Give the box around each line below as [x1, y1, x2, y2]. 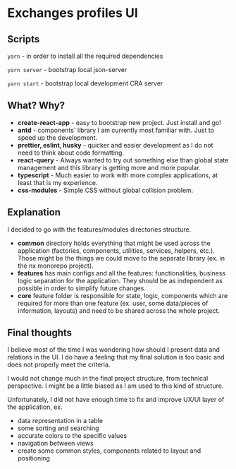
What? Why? [7, 100, 66, 112]
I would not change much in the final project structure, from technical [7, 374, 209, 383]
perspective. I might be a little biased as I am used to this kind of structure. [7, 381, 224, 390]
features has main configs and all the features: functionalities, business [17, 268, 226, 277]
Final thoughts [7, 327, 73, 339]
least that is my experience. [17, 178, 98, 186]
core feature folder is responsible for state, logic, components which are [17, 291, 228, 299]
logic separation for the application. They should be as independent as [17, 276, 223, 285]
